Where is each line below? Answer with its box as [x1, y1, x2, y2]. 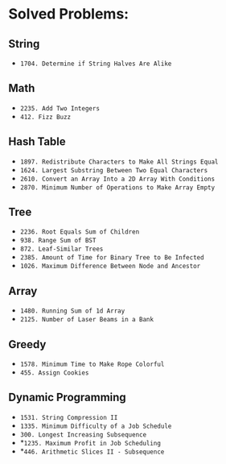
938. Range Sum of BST [19, 237, 97, 245]
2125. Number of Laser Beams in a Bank [19, 316, 154, 324]
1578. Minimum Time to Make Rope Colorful [19, 360, 165, 369]
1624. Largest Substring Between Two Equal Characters [19, 166, 208, 174]
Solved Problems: [8, 5, 129, 23]
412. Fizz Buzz [19, 113, 72, 121]
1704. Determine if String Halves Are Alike [19, 60, 172, 68]
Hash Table [8, 135, 66, 149]
